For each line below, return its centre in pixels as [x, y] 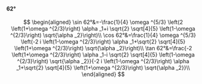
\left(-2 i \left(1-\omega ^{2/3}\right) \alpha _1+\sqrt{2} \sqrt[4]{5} [103, 42]
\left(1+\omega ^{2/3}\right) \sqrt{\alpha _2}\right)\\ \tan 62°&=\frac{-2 [103, 48]
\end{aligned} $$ [103, 74]
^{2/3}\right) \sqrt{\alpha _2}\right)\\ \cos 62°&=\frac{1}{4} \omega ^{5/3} [103, 35]
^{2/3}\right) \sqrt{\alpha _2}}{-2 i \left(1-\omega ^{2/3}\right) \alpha [103, 61]
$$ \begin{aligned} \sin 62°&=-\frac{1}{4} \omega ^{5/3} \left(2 [103, 22]
